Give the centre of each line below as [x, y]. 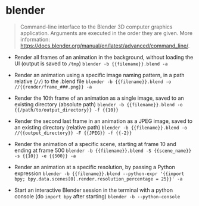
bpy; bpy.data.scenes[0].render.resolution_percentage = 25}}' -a [98, 179]
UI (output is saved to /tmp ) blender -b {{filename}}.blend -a [91, 64]
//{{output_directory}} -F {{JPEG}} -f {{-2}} [73, 133]
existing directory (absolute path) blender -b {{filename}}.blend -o [98, 104]
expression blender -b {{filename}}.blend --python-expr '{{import [99, 173]
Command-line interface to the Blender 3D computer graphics [96, 27]
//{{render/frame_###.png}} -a [53, 87]
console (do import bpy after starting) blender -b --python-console [97, 196]
